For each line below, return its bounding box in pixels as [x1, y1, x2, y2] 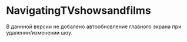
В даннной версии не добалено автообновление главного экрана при [6, 23, 182, 30]
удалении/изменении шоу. [6, 29, 72, 36]
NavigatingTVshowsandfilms [6, 4, 151, 17]
